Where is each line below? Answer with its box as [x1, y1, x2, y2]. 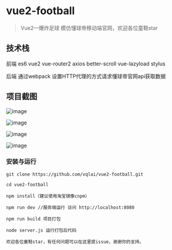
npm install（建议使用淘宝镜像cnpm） [6, 193, 90, 199]
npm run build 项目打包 [6, 216, 61, 222]
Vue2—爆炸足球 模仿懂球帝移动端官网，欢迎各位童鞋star [20, 24, 158, 31]
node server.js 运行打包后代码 [6, 227, 77, 233]
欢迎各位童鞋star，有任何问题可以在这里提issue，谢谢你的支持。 [6, 239, 144, 245]
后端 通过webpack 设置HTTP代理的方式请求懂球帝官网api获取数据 [6, 73, 166, 80]
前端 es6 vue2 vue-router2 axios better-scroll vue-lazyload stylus [6, 60, 166, 67]
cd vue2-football [6, 182, 49, 187]
